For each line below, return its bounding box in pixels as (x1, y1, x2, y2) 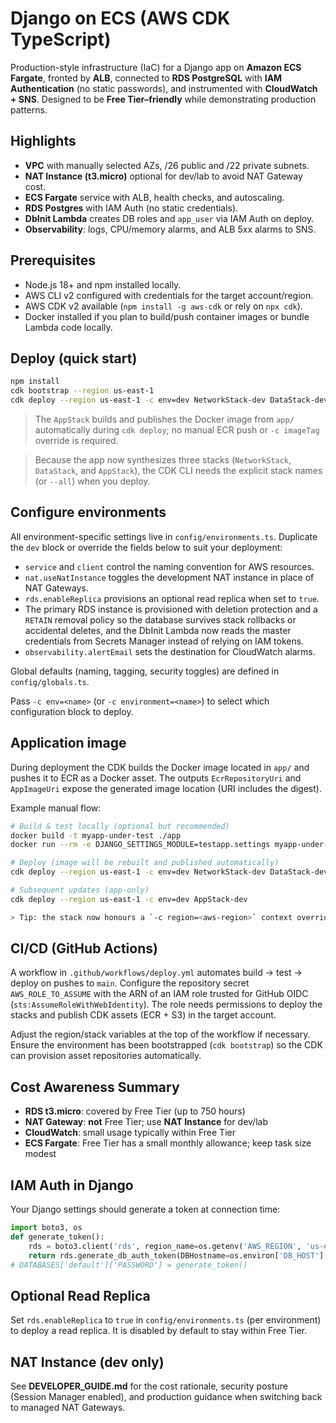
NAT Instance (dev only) (10, 1353, 165, 1371)
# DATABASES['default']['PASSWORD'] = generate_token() (10, 1260, 248, 1270)
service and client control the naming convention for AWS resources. (24, 560, 315, 572)
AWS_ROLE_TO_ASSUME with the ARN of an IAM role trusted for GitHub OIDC (10, 988, 309, 1000)
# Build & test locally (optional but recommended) (10, 821, 230, 831)
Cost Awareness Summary (10, 1078, 180, 1096)
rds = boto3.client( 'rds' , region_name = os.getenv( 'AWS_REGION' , (28, 1241, 302, 1251)
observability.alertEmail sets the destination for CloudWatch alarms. (24, 645, 316, 657)
